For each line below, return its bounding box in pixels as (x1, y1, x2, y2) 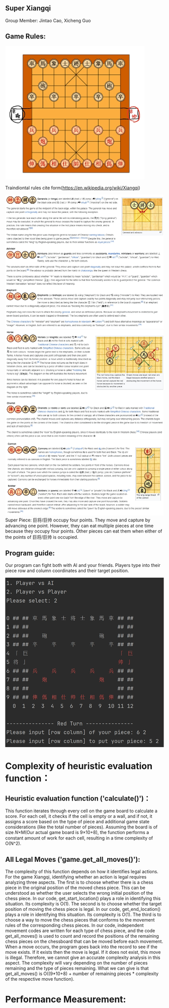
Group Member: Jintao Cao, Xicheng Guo (5, 17, 91, 23)
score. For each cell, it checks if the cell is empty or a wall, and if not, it (5, 813, 152, 819)
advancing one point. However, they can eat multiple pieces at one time (5, 522, 154, 529)
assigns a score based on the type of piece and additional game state (5, 819, 150, 825)
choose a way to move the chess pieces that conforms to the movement (5, 917, 155, 923)
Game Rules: (5, 32, 46, 41)
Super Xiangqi (5, 4, 51, 13)
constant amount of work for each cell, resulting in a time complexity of (5, 835, 153, 841)
